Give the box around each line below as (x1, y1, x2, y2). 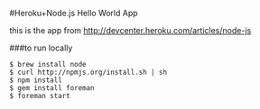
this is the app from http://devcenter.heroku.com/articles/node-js (9, 25, 252, 35)
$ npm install (9, 76, 63, 85)
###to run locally (9, 42, 73, 53)
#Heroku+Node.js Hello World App (9, 8, 138, 18)
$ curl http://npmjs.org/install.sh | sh (9, 68, 168, 77)
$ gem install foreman (9, 84, 95, 93)
